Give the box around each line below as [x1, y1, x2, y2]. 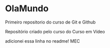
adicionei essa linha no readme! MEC [5, 38, 80, 44]
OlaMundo [5, 3, 49, 14]
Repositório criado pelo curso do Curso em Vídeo [5, 28, 105, 34]
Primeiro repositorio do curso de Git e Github [5, 19, 96, 25]
